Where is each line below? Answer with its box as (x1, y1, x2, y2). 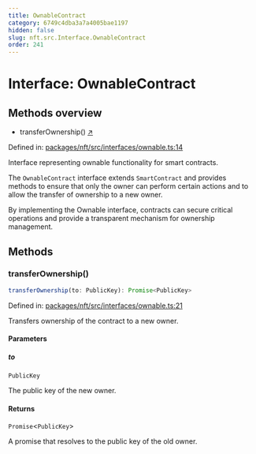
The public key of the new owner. (8, 386, 117, 396)
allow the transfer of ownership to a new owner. (8, 190, 163, 200)
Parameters (8, 334, 47, 343)
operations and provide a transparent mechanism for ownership (8, 214, 215, 223)
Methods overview (8, 106, 102, 119)
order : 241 (8, 41, 44, 49)
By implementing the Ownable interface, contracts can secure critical (8, 205, 233, 215)
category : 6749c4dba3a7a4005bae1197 (8, 19, 128, 27)
